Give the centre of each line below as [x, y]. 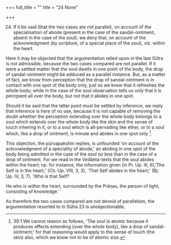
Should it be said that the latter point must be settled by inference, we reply [84, 106]
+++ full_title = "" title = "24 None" [42, 7]
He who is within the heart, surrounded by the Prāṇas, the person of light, [82, 186]
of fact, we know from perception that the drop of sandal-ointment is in [80, 80]
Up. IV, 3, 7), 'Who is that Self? [38, 176]
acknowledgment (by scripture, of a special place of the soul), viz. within [89, 43]
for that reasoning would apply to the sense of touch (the [95, 232]
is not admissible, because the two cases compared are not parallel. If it [81, 64]
